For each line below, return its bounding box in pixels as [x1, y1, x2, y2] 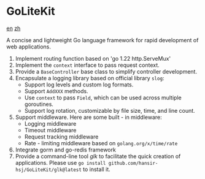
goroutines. [24, 100, 54, 108]
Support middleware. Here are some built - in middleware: [15, 113, 163, 121]
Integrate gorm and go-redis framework [15, 146, 117, 153]
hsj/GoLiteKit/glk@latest [15, 167, 82, 173]
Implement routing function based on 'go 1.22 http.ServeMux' [15, 55, 171, 62]
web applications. [6, 43, 51, 50]
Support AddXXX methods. [24, 87, 88, 94]
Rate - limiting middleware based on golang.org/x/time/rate [24, 139, 178, 147]
